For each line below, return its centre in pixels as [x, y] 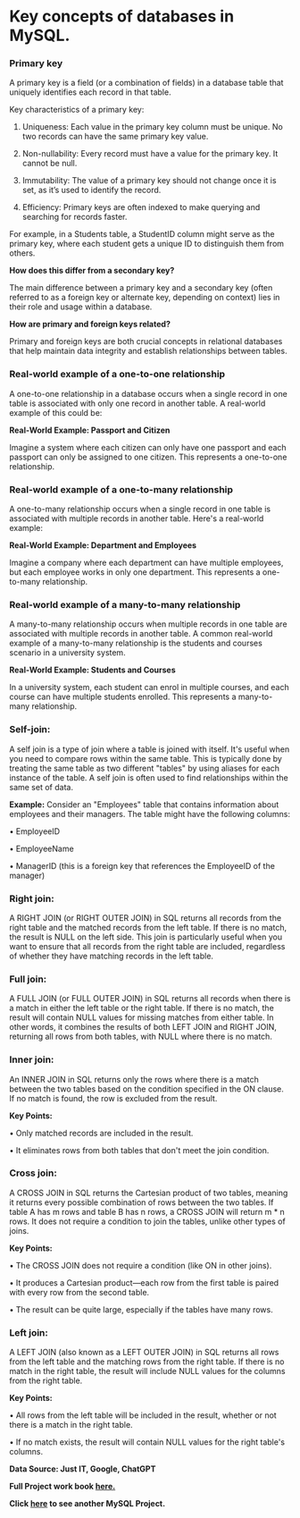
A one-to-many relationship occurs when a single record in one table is [140, 509]
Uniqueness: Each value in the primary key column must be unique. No [152, 127]
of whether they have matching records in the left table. [112, 956]
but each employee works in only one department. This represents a [135, 572]
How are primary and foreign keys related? [90, 325]
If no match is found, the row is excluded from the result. [113, 1098]
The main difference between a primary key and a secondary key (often [141, 288]
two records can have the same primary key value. [115, 137]
